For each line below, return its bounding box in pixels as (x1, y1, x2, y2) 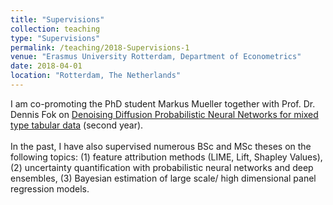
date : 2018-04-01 (10, 61, 83, 71)
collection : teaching (10, 24, 101, 34)
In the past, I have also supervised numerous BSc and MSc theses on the (10, 140, 312, 152)
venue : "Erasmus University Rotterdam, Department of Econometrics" (10, 52, 302, 62)
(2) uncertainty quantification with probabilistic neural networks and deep (10, 161, 314, 173)
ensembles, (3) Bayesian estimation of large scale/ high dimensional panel (10, 172, 317, 184)
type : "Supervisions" (10, 33, 101, 43)
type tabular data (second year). (10, 119, 144, 131)
